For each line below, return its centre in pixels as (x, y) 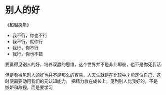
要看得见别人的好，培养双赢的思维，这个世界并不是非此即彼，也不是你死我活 (83, 64)
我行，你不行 (25, 47)
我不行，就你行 (27, 41)
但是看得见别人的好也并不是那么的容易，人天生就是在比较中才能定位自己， (81, 75)
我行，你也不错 (27, 54)
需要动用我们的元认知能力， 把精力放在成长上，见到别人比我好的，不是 (86, 81)
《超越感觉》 (18, 25)
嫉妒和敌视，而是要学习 (29, 87)
